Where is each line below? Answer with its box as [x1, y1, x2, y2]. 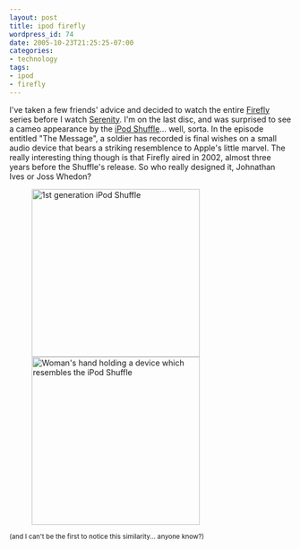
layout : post [9, 13, 58, 22]
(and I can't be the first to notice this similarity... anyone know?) [9, 532, 204, 541]
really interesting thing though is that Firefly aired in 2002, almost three [9, 151, 271, 162]
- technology [9, 55, 58, 64]
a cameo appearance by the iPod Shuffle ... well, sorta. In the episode [9, 123, 264, 134]
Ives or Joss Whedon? [9, 171, 92, 182]
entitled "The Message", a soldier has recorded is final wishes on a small [9, 133, 278, 143]
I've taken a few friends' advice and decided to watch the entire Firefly [9, 104, 270, 115]
